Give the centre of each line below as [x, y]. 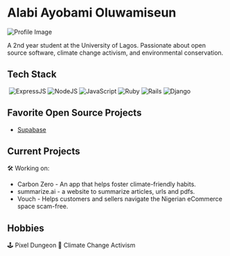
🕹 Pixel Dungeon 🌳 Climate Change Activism [71, 245]
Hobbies [26, 228]
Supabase [32, 129]
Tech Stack [32, 74]
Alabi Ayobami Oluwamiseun [92, 13]
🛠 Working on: [28, 168]
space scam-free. [43, 206]
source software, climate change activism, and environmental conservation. [115, 53]
